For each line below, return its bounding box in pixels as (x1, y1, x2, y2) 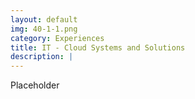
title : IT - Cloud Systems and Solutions (10, 42, 186, 53)
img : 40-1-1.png (10, 24, 78, 34)
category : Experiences (10, 33, 105, 43)
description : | (10, 52, 74, 62)
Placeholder (10, 79, 60, 91)
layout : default (10, 14, 78, 25)
